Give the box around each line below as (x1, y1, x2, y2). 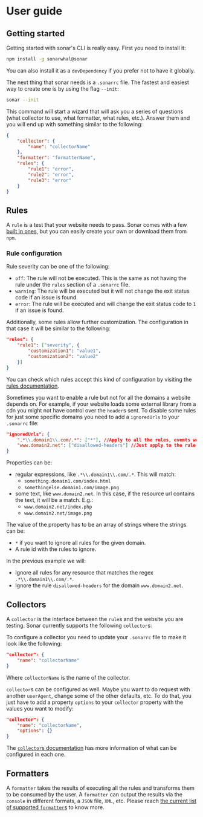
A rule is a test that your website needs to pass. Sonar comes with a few (6, 221, 187, 229)
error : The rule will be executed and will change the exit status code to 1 (14, 301, 196, 308)
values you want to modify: (6, 705, 74, 712)
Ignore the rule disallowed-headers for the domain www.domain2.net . (14, 582, 184, 589)
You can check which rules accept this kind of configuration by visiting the (6, 376, 192, 383)
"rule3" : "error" (28, 177, 71, 183)
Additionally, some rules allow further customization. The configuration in (6, 319, 188, 326)
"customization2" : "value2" (28, 354, 98, 360)
